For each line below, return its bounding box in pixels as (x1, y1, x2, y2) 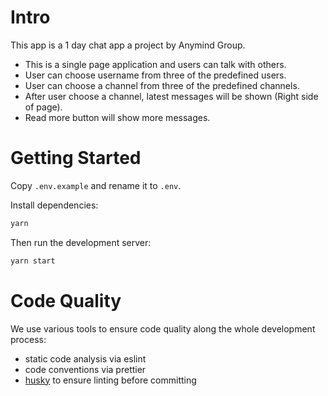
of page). (24, 101, 63, 113)
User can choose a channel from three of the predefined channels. (24, 79, 300, 91)
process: (10, 333, 47, 345)
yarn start (10, 256, 56, 266)
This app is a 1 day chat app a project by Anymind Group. (10, 39, 246, 51)
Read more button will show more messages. (24, 111, 211, 123)
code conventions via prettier (24, 363, 147, 375)
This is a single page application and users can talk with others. (24, 58, 287, 70)
